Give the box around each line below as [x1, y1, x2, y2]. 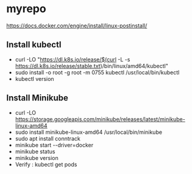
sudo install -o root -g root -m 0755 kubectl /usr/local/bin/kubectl [15, 69, 180, 76]
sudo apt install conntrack [15, 134, 80, 142]
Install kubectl [6, 40, 62, 50]
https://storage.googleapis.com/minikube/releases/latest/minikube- [15, 115, 186, 123]
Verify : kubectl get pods [15, 161, 77, 168]
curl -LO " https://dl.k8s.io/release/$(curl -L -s [15, 55, 130, 63]
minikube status [15, 148, 55, 155]
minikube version [15, 154, 59, 161]
